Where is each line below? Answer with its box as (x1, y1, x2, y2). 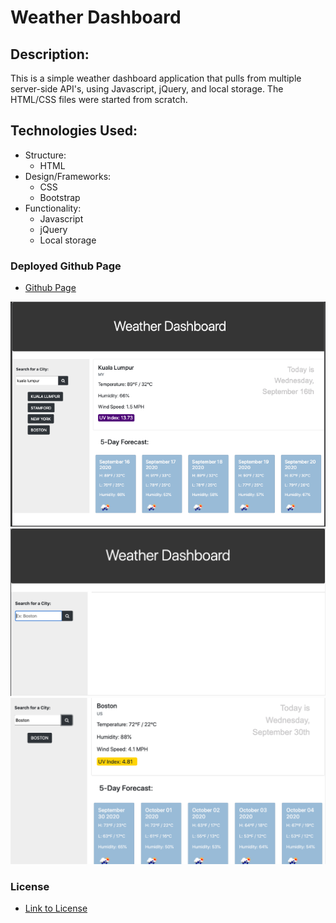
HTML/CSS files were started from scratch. (10, 94, 188, 105)
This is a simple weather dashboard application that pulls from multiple (10, 72, 302, 84)
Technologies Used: (10, 122, 138, 140)
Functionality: (24, 202, 82, 214)
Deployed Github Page (10, 259, 122, 273)
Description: (10, 46, 90, 63)
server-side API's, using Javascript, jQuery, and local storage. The (10, 83, 284, 95)
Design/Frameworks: (24, 170, 112, 182)
